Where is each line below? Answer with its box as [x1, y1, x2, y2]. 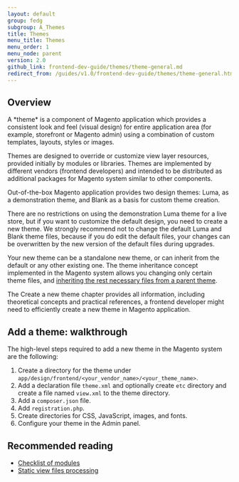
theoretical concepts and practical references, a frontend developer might [7, 298, 224, 306]
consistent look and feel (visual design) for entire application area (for [7, 122, 212, 132]
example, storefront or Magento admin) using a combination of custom [7, 130, 215, 139]
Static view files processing [17, 466, 99, 474]
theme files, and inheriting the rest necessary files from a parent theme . [7, 276, 218, 285]
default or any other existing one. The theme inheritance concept [7, 261, 198, 270]
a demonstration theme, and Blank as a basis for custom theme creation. [7, 196, 221, 204]
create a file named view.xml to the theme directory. [17, 389, 171, 397]
